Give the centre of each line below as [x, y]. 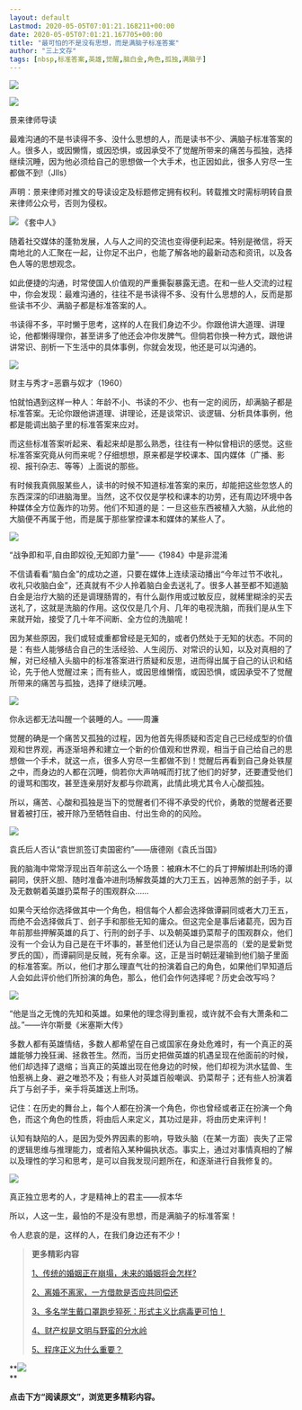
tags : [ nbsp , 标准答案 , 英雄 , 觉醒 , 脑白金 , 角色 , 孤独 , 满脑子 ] [108, 59]
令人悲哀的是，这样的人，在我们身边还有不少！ [96, 1235]
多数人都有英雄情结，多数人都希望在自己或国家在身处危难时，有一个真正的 [147, 1044]
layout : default [40, 18]
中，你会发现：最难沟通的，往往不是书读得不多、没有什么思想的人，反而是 [147, 294]
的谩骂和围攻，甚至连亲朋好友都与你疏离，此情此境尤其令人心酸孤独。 [139, 783]
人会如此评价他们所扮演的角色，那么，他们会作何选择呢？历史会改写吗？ [143, 977]
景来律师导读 [33, 120]
